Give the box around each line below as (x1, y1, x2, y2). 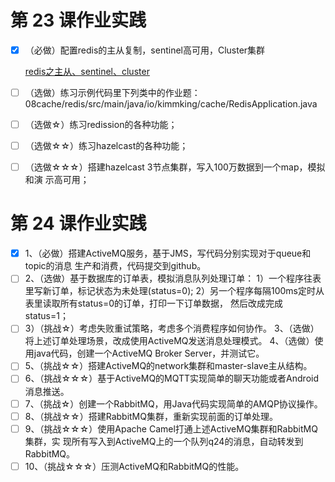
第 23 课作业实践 (10, 9, 147, 32)
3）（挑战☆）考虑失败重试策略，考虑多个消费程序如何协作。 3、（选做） (24, 322, 320, 335)
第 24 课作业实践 (10, 212, 147, 235)
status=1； (24, 310, 69, 322)
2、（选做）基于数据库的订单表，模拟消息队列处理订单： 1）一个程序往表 (24, 272, 322, 285)
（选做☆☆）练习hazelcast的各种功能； (24, 140, 189, 152)
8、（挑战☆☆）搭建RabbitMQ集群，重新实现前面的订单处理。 (24, 410, 278, 422)
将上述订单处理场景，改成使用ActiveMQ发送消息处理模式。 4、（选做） (24, 335, 315, 347)
